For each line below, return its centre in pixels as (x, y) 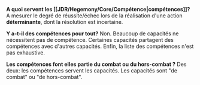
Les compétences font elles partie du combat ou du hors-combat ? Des (96, 64)
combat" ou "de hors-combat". (44, 77)
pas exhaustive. (25, 53)
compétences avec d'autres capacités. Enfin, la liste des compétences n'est (100, 46)
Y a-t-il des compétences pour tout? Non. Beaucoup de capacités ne (93, 34)
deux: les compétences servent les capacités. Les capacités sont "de (92, 71)
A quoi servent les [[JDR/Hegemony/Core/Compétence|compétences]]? (98, 9)
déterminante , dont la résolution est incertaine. (65, 22)
